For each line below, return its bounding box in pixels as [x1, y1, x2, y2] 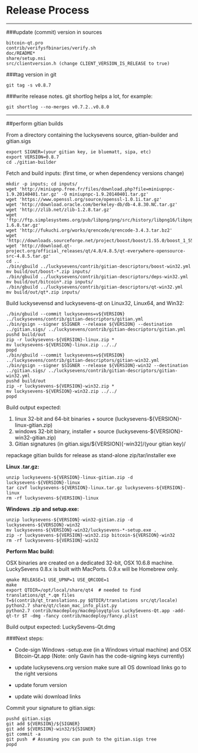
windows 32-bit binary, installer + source [14, 428, 115, 435]
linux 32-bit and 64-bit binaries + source [14, 415, 114, 422]
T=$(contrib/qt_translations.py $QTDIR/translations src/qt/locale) [6, 597, 178, 603]
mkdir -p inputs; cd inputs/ [6, 181, 78, 187]
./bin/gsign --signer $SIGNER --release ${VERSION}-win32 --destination [6, 362, 189, 368]
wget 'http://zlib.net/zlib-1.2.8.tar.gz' [6, 207, 112, 213]
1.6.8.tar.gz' [6, 222, 41, 228]
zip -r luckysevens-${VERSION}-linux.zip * [6, 336, 115, 342]
